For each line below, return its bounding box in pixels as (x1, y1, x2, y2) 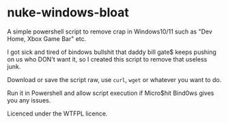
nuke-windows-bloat (7, 5, 130, 20)
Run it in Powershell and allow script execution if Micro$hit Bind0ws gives (7, 89, 214, 97)
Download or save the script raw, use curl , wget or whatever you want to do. (7, 75, 222, 83)
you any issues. (7, 96, 51, 104)
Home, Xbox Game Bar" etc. (7, 34, 87, 42)
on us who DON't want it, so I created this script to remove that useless (7, 55, 208, 63)
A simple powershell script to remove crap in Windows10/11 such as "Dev (7, 27, 213, 36)
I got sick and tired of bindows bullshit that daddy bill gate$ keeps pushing (7, 48, 217, 56)
